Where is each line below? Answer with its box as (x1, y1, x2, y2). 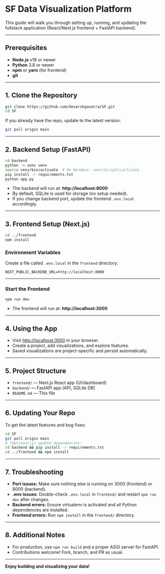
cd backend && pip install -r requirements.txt (5, 445, 105, 450)
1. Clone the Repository (5, 91, 78, 100)
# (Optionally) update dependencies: (5, 441, 82, 445)
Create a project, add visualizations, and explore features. (12, 342, 129, 349)
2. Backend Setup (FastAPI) (5, 145, 91, 154)
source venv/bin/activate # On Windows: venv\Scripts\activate (5, 167, 139, 172)
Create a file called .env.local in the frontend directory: (5, 260, 118, 266)
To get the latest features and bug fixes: (5, 422, 86, 428)
